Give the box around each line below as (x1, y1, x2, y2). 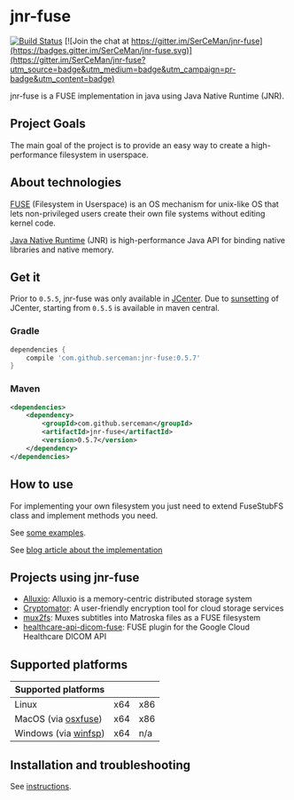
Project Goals (10, 116, 87, 131)
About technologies (10, 175, 122, 190)
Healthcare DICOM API (22, 631, 107, 642)
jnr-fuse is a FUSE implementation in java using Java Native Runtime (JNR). (10, 91, 284, 101)
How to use (10, 477, 73, 492)
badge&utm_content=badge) (10, 73, 115, 83)
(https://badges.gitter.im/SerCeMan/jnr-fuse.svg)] (10, 44, 193, 55)
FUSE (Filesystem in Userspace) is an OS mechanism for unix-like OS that (10, 198, 280, 210)
